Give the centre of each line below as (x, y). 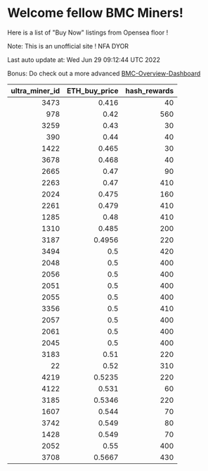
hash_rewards (150, 91)
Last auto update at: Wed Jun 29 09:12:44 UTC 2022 (84, 59)
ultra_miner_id (35, 91)
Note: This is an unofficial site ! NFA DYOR (68, 46)
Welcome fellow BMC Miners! (96, 13)
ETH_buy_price (92, 91)
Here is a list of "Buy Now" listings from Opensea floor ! (88, 32)
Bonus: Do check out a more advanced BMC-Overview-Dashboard (104, 73)
